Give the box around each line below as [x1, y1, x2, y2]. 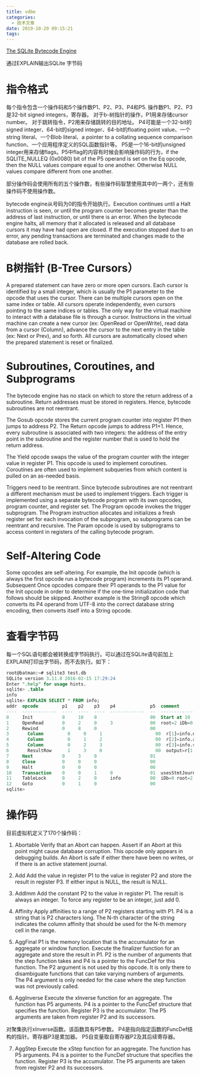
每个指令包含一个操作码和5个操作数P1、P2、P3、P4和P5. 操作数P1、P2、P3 [6, 104, 193, 111]
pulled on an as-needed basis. [6, 472, 81, 479]
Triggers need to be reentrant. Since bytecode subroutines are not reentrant [6, 484, 193, 491]
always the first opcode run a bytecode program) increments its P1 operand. [6, 575, 193, 582]
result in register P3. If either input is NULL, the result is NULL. [14, 878, 168, 885]
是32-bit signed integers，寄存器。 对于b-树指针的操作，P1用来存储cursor [6, 111, 189, 118]
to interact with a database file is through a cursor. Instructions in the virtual [6, 313, 192, 320]
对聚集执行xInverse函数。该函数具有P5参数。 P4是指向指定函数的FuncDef [6, 1026, 188, 1033]
